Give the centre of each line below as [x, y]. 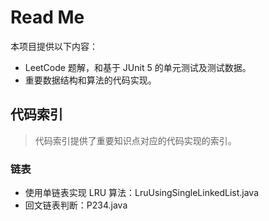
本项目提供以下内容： [54, 46]
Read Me [47, 17]
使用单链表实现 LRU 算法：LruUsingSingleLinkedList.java [142, 193]
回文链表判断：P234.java [76, 205]
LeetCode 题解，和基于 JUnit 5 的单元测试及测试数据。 [138, 67]
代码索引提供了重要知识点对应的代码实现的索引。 [135, 140]
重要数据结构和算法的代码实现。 [90, 80]
